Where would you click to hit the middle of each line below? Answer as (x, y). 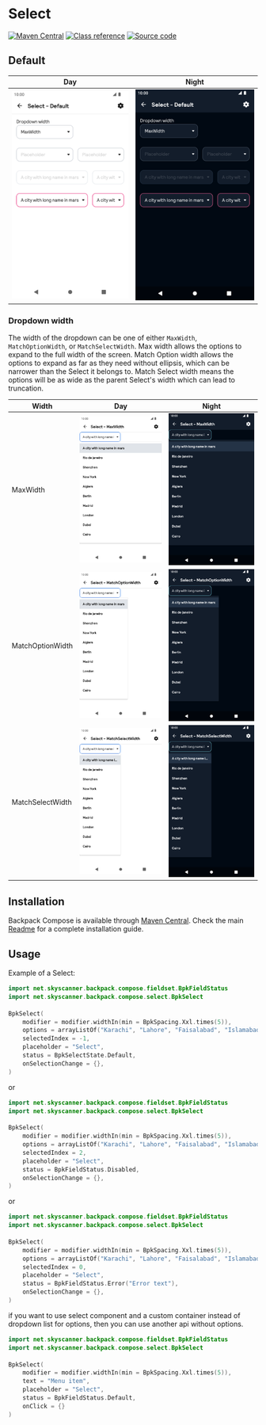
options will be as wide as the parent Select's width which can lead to (122, 380)
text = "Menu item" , (56, 1381)
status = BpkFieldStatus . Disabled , (81, 1169)
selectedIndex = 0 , (55, 1267)
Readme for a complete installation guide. (76, 929)
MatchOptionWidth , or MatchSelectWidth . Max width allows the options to (125, 346)
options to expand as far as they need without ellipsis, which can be (119, 363)
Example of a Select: (42, 973)
